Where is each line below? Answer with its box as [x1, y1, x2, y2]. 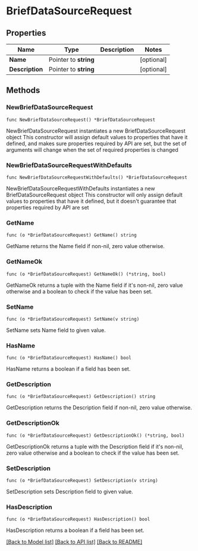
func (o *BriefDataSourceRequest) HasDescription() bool [6, 516, 150, 522]
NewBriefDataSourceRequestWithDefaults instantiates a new [6, 184, 156, 192]
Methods [6, 85, 40, 96]
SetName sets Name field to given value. [6, 326, 106, 334]
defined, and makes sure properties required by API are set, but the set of [6, 140, 187, 147]
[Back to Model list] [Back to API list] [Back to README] [6, 539, 143, 546]
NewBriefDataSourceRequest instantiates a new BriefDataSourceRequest [6, 127, 186, 134]
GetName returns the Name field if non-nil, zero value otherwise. [6, 243, 165, 250]
